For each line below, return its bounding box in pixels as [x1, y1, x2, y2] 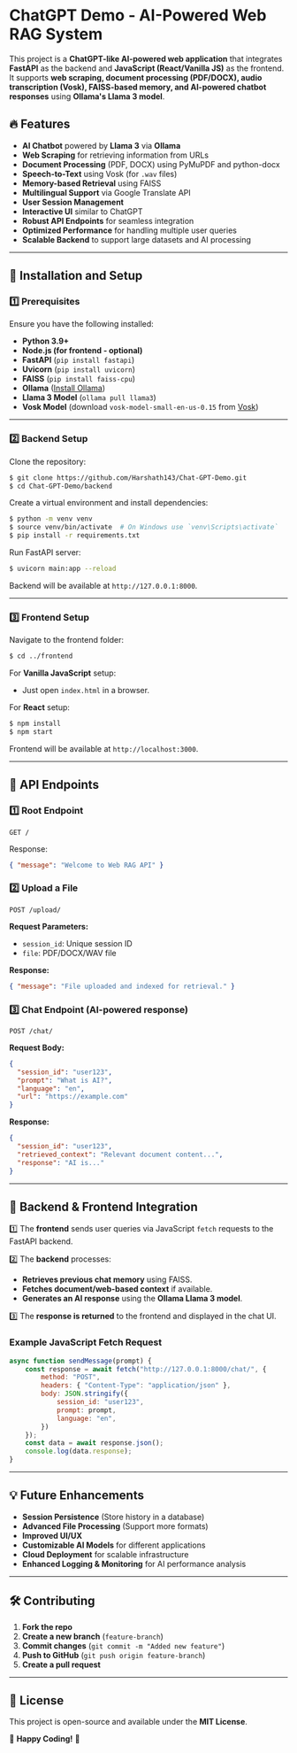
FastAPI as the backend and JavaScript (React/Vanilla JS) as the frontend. [9, 63, 285, 73]
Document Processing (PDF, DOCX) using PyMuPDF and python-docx [21, 158, 280, 169]
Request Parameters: [9, 921, 88, 931]
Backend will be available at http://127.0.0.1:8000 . [9, 580, 198, 591]
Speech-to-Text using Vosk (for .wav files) [21, 168, 178, 179]
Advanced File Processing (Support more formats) [21, 1520, 209, 1532]
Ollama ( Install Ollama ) [21, 382, 106, 394]
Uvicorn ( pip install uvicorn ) [21, 364, 135, 375]
